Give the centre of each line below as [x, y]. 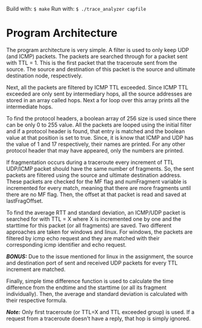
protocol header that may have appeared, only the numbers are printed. [95, 150]
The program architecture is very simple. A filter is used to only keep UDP [98, 50]
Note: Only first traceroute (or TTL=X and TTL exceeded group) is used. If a [100, 312]
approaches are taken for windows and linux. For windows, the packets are [99, 232]
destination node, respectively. [44, 76]
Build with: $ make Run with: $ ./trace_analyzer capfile [76, 9]
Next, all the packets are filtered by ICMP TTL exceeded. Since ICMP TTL [97, 87]
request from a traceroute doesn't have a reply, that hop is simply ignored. [99, 318]
